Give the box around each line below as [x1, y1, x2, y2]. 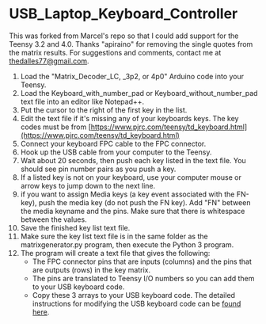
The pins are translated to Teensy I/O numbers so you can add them [32, 273, 255, 283]
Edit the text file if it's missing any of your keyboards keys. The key [20, 113, 239, 123]
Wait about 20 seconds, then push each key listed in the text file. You [20, 155, 246, 165]
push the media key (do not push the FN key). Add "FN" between [39, 197, 251, 207]
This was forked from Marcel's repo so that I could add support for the [9, 31, 239, 40]
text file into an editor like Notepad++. [20, 97, 145, 106]
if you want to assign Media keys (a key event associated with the [20, 189, 235, 199]
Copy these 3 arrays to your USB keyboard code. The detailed [32, 290, 236, 299]
